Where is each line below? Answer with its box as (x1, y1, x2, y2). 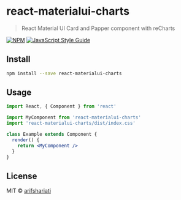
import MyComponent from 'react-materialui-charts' (6, 114, 141, 120)
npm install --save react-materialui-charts (6, 70, 122, 76)
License (6, 171, 37, 181)
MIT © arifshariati (6, 187, 51, 194)
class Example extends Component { (6, 131, 98, 138)
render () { (12, 136, 40, 143)
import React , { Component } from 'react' (6, 103, 117, 109)
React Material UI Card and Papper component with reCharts (21, 24, 175, 32)
